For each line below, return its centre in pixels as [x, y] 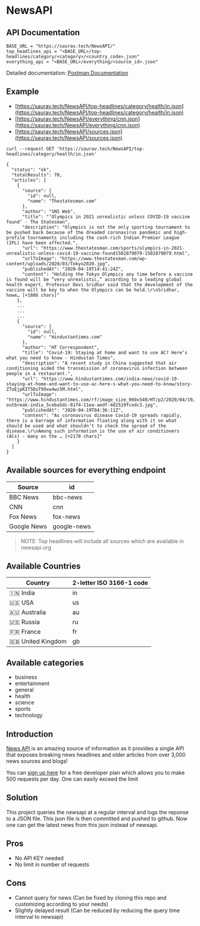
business [26, 677]
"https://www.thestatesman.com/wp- [103, 258]
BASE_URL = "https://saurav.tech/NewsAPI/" [61, 46]
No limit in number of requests [52, 864]
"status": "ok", [32, 170]
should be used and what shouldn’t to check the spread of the [86, 426]
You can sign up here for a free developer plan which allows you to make [96, 773]
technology [29, 715]
